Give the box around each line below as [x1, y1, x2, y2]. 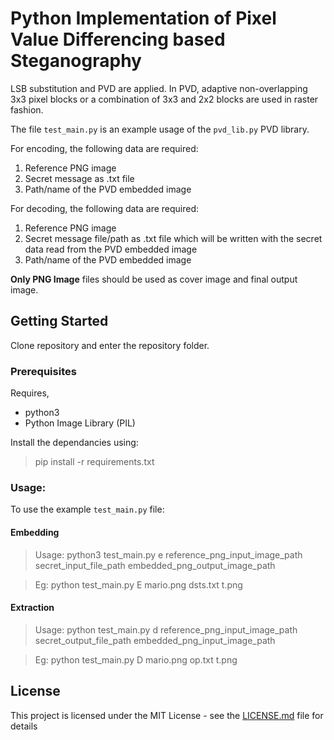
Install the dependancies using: [10, 437, 139, 449]
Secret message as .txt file [24, 172, 135, 184]
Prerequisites [10, 364, 77, 378]
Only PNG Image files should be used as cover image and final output [10, 273, 298, 285]
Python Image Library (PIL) [24, 417, 136, 429]
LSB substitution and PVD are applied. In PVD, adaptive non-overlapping [10, 82, 308, 94]
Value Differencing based [10, 28, 226, 51]
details [10, 720, 38, 732]
